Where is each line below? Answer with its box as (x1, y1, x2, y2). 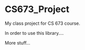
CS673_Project (5, 4, 70, 15)
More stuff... (5, 39, 31, 46)
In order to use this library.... (5, 30, 64, 36)
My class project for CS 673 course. (5, 20, 80, 26)
